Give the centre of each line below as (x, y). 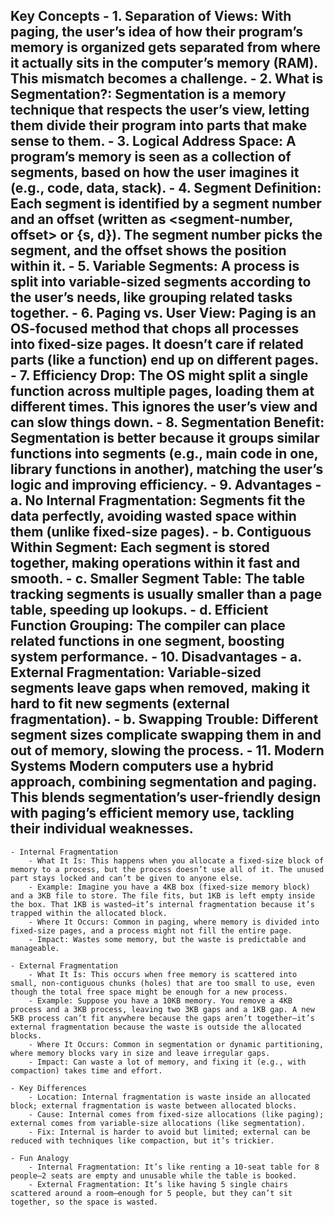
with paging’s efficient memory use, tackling (152, 813)
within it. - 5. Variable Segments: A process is (155, 266)
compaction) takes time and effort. (86, 1070)
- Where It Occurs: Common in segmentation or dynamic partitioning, (176, 1044)
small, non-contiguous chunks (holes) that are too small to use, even (162, 983)
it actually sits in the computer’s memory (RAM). (164, 63)
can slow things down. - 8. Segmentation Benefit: (167, 422)
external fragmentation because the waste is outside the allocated (156, 1027)
